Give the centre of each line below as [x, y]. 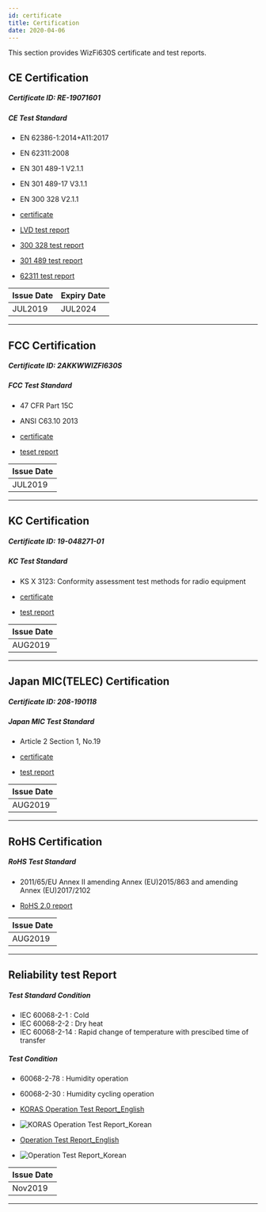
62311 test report [47, 276]
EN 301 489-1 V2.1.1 [51, 169]
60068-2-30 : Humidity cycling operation [87, 1094]
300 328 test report [52, 246]
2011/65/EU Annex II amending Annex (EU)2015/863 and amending [129, 882]
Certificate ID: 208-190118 [53, 701]
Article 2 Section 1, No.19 [60, 741]
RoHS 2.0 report [46, 905]
